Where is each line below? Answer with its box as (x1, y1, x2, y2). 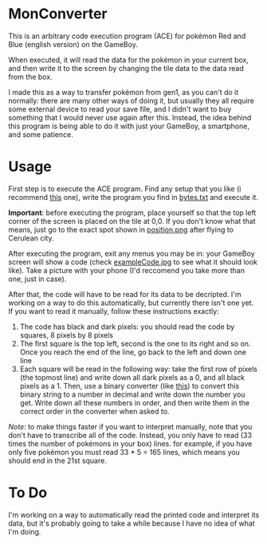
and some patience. (8, 129, 73, 139)
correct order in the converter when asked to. (19, 406, 170, 416)
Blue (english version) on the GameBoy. (8, 39, 138, 49)
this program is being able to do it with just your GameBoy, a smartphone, (8, 121, 249, 131)
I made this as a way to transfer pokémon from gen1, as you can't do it (8, 87, 239, 96)
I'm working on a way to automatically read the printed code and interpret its (8, 510, 260, 519)
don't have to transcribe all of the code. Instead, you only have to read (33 (8, 430, 253, 440)
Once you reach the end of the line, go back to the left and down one (19, 347, 247, 357)
